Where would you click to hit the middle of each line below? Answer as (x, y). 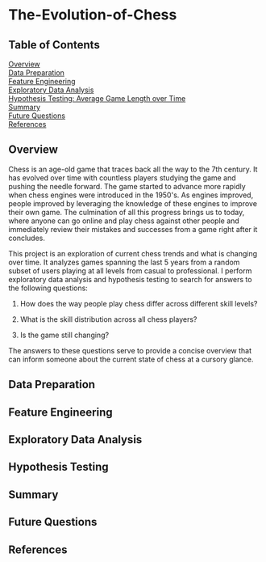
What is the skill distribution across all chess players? (108, 319)
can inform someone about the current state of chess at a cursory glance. (131, 359)
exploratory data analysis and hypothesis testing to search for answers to (130, 279)
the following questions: (48, 288)
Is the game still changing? (64, 335)
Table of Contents (54, 45)
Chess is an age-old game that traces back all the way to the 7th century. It (133, 169)
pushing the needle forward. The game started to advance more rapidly (127, 186)
